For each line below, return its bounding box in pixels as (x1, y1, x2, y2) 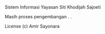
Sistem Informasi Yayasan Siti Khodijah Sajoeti (5, 4, 101, 10)
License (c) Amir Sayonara (5, 23, 60, 29)
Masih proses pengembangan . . (5, 14, 72, 19)
